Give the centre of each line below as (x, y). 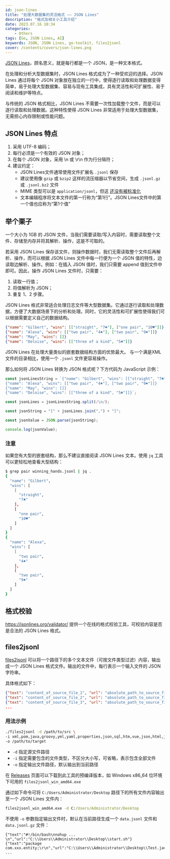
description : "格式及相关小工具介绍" (41, 19)
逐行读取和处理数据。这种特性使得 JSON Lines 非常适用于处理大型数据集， (83, 110)
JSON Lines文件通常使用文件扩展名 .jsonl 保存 (69, 172)
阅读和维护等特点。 (25, 92)
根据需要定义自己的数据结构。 (40, 318)
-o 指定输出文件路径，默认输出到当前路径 (55, 764)
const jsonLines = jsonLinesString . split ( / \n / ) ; (57, 402)
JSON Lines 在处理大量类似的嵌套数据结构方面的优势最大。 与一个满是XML (83, 352)
